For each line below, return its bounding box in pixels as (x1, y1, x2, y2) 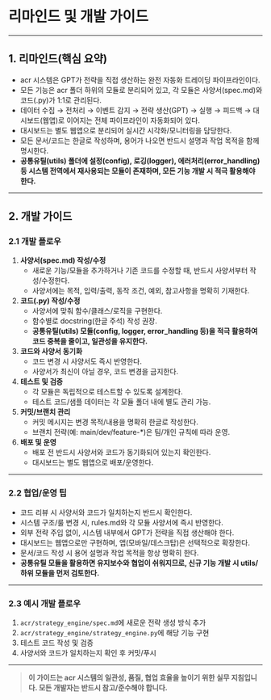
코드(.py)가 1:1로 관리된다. (19, 95, 102, 105)
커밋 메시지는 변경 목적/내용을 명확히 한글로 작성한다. (31, 417, 199, 427)
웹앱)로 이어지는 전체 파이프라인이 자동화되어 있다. (42, 115, 200, 125)
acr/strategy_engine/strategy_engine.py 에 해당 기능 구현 (19, 628, 210, 638)
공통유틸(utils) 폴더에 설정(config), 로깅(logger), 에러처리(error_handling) (19, 155, 261, 166)
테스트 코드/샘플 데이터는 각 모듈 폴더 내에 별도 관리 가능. (31, 397, 211, 407)
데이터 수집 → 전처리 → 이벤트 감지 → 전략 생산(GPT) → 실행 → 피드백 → (19, 105, 252, 115)
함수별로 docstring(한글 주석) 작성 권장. (31, 316, 157, 326)
